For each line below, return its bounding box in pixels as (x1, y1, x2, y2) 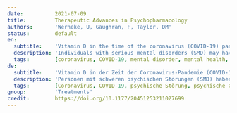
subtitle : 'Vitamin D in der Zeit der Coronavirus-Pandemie (13, 69, 203, 76)
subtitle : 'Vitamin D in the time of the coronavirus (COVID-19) (13, 43, 219, 50)
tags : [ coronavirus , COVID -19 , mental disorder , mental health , (13, 56, 229, 63)
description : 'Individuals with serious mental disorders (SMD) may (13, 50, 219, 57)
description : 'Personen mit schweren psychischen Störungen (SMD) (13, 75, 213, 83)
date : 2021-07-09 (7, 10, 87, 18)
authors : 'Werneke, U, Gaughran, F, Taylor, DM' (7, 23, 172, 30)
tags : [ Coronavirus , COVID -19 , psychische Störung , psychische (13, 82, 226, 89)
